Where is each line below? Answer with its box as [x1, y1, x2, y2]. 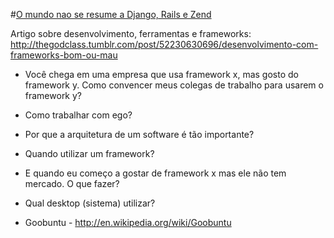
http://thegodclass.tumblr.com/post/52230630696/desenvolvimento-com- [10, 39, 319, 50]
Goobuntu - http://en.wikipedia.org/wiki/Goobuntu [24, 217, 232, 228]
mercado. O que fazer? [24, 178, 120, 189]
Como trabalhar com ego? [24, 109, 133, 121]
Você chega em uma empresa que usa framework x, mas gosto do [24, 69, 299, 80]
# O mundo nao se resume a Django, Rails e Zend [10, 9, 212, 20]
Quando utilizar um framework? [24, 148, 155, 159]
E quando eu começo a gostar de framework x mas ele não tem [24, 167, 287, 179]
